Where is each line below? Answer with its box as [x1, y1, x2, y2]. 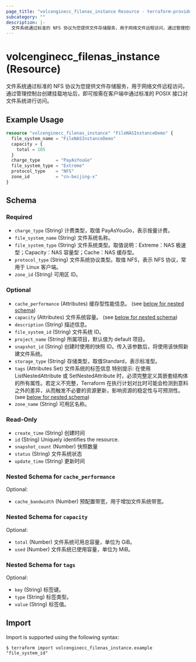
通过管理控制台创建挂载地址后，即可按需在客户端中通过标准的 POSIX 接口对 [6, 90, 188, 97]
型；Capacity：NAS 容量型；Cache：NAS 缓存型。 [14, 249, 138, 256]
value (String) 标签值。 [14, 600, 69, 608]
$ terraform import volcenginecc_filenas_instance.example [6, 645, 153, 651]
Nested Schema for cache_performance [6, 472, 116, 480]
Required [6, 213, 33, 221]
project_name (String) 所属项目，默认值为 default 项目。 [14, 335, 148, 343]
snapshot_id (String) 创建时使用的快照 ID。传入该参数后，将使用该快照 [14, 343, 184, 350]
